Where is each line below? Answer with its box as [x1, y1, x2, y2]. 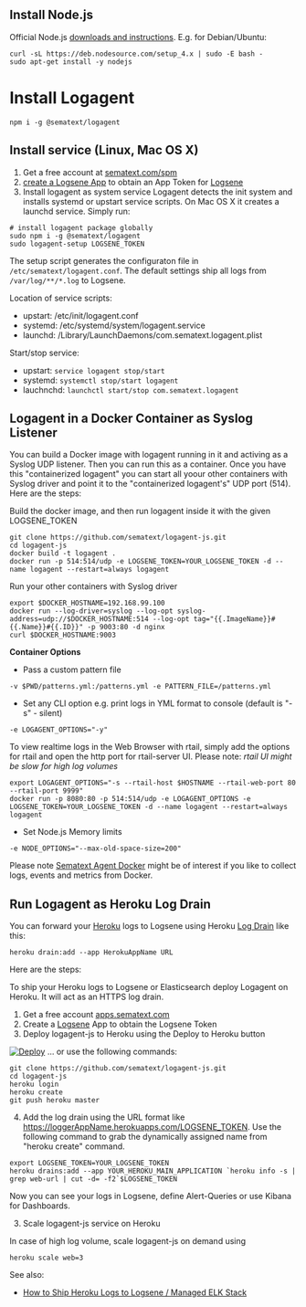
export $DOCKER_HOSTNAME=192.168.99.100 [9, 598, 166, 608]
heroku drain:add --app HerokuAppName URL [9, 948, 174, 957]
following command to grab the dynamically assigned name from [22, 1132, 268, 1143]
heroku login [9, 1080, 59, 1090]
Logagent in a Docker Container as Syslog [9, 410, 253, 426]
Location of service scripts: [9, 292, 112, 303]
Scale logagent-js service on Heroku [22, 1218, 161, 1229]
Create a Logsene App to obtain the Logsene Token [22, 1018, 217, 1030]
